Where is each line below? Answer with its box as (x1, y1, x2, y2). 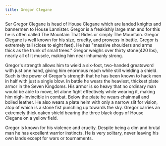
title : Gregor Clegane (5, 7, 52, 12)
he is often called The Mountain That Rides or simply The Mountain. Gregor (5, 31, 159, 37)
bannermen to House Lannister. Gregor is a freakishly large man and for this (5, 26, 160, 32)
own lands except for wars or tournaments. (5, 135, 93, 141)
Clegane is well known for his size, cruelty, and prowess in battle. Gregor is (5, 37, 159, 43)
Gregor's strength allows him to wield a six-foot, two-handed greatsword (5, 62, 154, 68)
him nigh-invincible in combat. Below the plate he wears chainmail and (5, 94, 149, 100)
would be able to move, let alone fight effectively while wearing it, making (5, 88, 155, 94)
